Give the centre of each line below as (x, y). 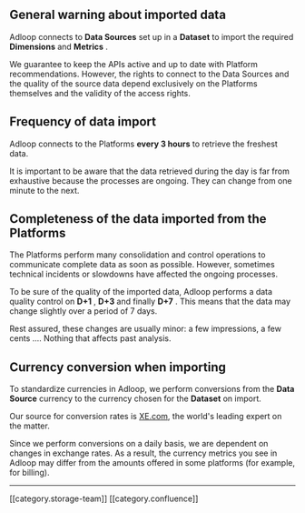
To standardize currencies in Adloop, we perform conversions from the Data (152, 389)
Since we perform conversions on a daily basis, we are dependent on (139, 444)
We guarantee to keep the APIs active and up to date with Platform (134, 64)
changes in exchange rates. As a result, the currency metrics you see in (143, 453)
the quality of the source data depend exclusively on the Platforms (133, 83)
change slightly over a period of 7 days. (84, 311)
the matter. (30, 426)
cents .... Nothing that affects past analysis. (90, 338)
